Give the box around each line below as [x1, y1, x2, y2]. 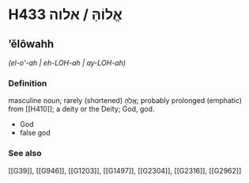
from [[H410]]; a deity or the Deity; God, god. [8, 105, 155, 114]
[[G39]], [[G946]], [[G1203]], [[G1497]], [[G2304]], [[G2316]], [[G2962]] [8, 166, 242, 175]
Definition [8, 78, 47, 89]
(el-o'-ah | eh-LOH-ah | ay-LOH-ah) [8, 58, 126, 67]
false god [19, 128, 51, 138]
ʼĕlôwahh [8, 37, 55, 51]
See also [8, 148, 42, 159]
